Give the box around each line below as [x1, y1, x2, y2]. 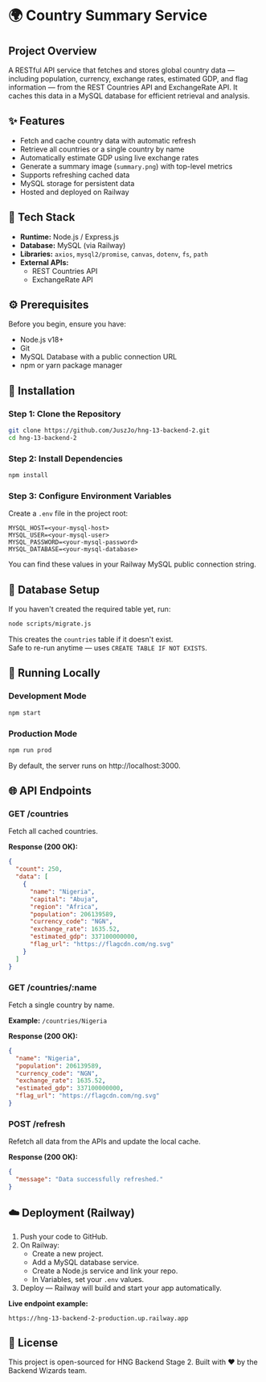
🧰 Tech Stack [8, 210, 76, 224]
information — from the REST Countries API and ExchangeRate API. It [8, 82, 239, 92]
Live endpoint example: [8, 1298, 88, 1308]
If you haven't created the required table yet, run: [8, 604, 171, 614]
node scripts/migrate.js [8, 620, 92, 629]
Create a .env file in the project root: [8, 508, 129, 518]
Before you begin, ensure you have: [8, 319, 126, 329]
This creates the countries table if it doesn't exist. [8, 634, 174, 645]
